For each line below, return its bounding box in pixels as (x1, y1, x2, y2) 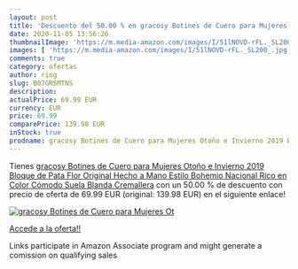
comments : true (9, 54, 66, 63)
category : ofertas (9, 63, 77, 72)
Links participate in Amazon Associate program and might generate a (9, 240, 263, 250)
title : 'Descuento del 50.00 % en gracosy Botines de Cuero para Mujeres (9, 21, 288, 30)
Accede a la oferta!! (9, 223, 82, 234)
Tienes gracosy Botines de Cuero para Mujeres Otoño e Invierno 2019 (9, 160, 264, 171)
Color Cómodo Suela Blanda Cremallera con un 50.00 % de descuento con (9, 179, 283, 190)
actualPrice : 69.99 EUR (9, 95, 98, 104)
